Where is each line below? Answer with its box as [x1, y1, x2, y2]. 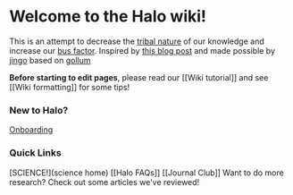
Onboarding [9, 124, 54, 135]
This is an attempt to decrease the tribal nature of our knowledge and [9, 36, 265, 47]
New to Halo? [9, 104, 69, 116]
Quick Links [9, 147, 62, 159]
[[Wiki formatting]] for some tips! [9, 81, 130, 92]
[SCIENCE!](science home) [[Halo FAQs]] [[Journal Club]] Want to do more [9, 167, 284, 178]
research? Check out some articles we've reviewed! [9, 176, 200, 187]
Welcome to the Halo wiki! [9, 6, 207, 27]
